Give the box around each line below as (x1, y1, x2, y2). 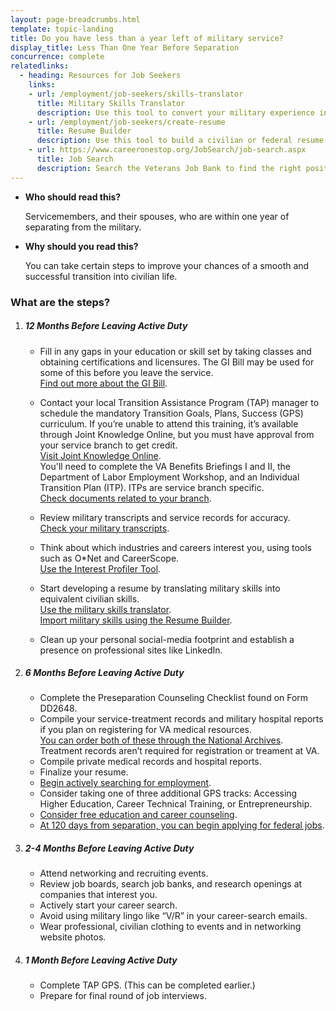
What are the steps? (10, 295, 111, 309)
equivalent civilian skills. (39, 592, 140, 605)
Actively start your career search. (39, 899, 178, 911)
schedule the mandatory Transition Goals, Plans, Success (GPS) (39, 407, 304, 419)
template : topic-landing (10, 24, 114, 34)
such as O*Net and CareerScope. (39, 552, 180, 564)
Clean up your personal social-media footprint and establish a (39, 633, 295, 645)
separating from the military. (24, 221, 142, 233)
